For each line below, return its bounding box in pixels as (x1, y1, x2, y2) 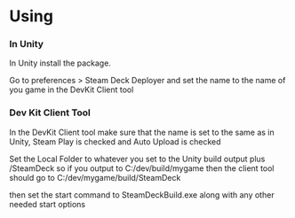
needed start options (9, 199, 86, 209)
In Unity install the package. (9, 58, 111, 68)
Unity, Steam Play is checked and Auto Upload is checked (9, 136, 221, 147)
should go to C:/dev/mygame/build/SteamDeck (9, 172, 181, 183)
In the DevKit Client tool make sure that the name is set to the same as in (9, 127, 275, 137)
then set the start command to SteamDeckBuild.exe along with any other (9, 189, 275, 200)
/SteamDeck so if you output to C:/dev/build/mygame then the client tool (9, 162, 275, 174)
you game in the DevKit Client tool (9, 84, 134, 95)
